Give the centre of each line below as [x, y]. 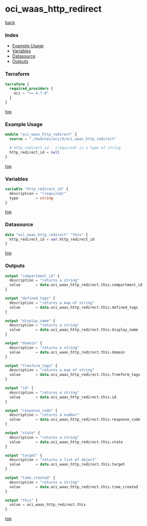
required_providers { [31, 89]
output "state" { [23, 433]
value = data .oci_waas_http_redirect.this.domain [67, 352]
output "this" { [21, 500]
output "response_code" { [31, 410]
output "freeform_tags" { [31, 366]
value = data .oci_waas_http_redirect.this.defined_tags [74, 307]
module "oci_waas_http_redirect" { [41, 135]
